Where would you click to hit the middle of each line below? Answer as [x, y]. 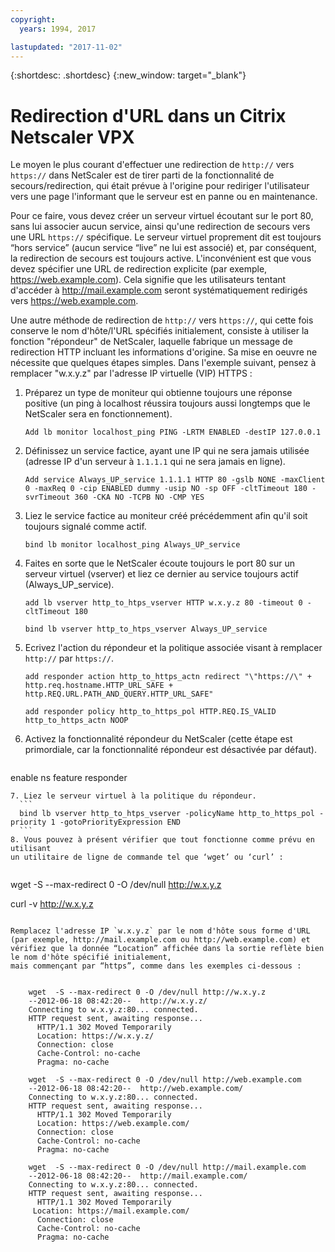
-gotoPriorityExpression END [120, 822]
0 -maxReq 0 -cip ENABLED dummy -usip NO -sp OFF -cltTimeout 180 [166, 489]
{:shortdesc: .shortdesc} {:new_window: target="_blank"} [128, 75]
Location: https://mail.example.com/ [111, 1211]
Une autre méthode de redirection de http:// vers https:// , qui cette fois [162, 320]
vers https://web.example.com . [74, 301]
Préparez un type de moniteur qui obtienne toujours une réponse [158, 393]
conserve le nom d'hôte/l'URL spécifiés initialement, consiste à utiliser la [160, 331]
